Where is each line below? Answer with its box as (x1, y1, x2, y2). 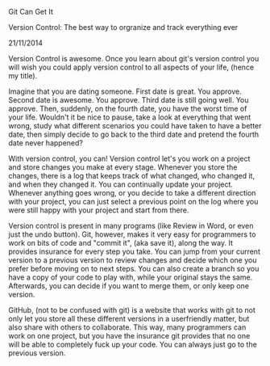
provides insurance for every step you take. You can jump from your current (8, 246, 260, 256)
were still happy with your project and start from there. (8, 205, 189, 215)
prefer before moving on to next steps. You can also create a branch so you (8, 264, 260, 273)
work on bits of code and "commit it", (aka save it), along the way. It (8, 238, 234, 247)
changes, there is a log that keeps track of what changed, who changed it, (8, 171, 255, 180)
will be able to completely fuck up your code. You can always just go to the (8, 339, 258, 349)
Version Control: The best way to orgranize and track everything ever (8, 23, 239, 32)
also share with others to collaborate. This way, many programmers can (8, 322, 247, 332)
